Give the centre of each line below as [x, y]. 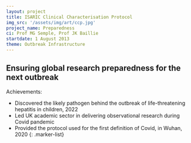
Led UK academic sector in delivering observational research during [97, 115]
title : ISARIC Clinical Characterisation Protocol [69, 17]
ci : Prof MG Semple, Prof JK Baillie [52, 34]
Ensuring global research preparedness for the [93, 68]
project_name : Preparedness [41, 28]
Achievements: [24, 91]
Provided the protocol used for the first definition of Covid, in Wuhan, [98, 128]
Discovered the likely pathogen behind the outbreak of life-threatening [100, 103]
